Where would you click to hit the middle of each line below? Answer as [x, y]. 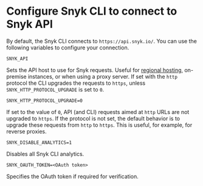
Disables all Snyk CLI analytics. [45, 154]
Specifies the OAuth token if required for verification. [72, 176]
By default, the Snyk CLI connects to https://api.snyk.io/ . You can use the [102, 41]
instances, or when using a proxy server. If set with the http [103, 76]
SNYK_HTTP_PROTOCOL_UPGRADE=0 [45, 101]
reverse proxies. [26, 131]
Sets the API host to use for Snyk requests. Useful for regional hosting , [95, 70]
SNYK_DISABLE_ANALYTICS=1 [39, 142]
